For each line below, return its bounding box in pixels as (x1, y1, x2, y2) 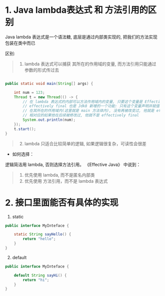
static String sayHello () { (14, 232, 71, 237)
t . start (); (14, 126, 36, 132)
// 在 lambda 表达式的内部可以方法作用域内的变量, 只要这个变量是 (23, 99, 143, 104)
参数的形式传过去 (24, 67, 59, 73)
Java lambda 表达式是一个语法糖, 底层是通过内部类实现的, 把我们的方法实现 (5, 34, 158, 40)
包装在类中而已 (5, 40, 35, 46)
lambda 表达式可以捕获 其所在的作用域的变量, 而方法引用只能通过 (24, 61, 156, 67)
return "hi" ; (23, 277, 50, 282)
